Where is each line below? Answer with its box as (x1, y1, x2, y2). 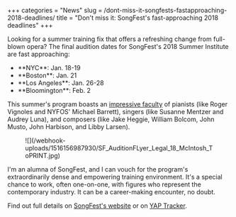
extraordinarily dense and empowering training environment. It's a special (7, 173, 223, 181)
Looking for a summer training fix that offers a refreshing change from (7, 35, 213, 43)
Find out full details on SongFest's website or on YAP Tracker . (7, 201, 188, 210)
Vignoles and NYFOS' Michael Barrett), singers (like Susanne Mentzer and (7, 108, 224, 116)
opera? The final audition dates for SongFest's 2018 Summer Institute (26, 43, 229, 50)
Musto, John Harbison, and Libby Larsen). (7, 123, 130, 130)
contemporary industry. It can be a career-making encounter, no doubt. (7, 188, 216, 196)
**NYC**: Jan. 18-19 (17, 64, 81, 72)
